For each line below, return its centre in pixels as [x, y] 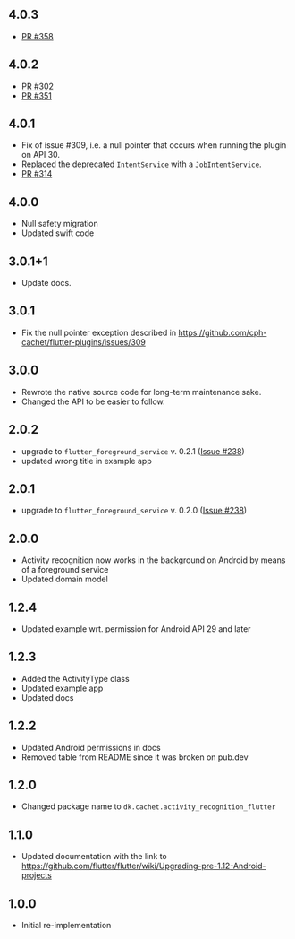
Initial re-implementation [66, 925]
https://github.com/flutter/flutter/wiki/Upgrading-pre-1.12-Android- [143, 866]
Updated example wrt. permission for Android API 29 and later [136, 629]
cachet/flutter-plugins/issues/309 [84, 342]
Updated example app [62, 688]
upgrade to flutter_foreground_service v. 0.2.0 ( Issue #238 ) [134, 511]
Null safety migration [60, 224]
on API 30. [40, 155]
